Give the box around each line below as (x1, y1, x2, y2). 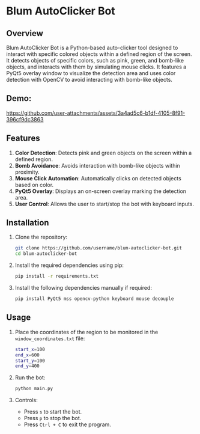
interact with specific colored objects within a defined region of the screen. (6, 50, 192, 58)
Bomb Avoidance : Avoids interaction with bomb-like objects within (14, 162, 180, 169)
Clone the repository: (14, 233, 68, 241)
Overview (6, 28, 44, 38)
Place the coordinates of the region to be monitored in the (14, 328, 159, 335)
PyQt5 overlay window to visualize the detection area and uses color (6, 70, 176, 76)
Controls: (14, 397, 38, 404)
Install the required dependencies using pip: (14, 261, 124, 269)
